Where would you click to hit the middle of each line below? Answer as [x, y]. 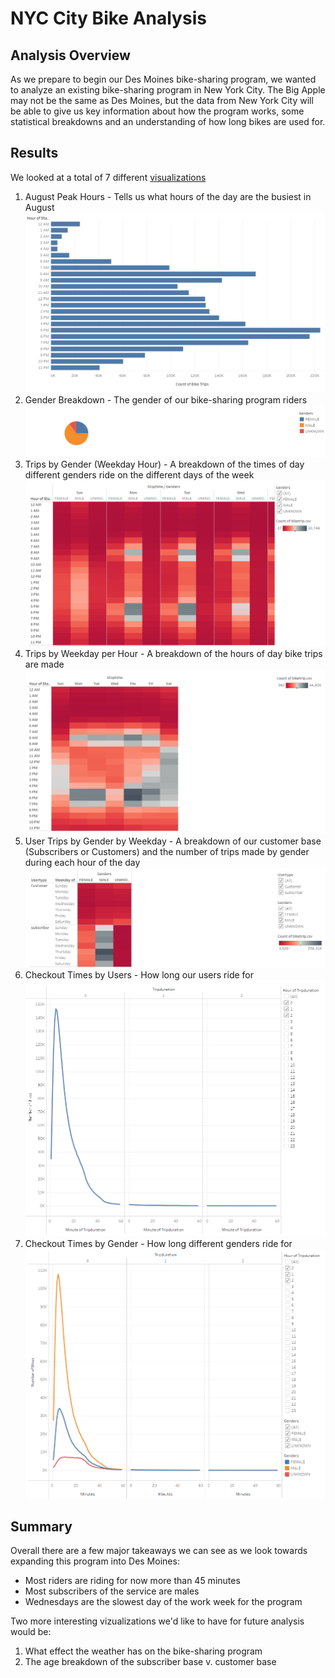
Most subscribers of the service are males [112, 1591]
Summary [41, 1526]
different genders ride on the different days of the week [139, 475]
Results [34, 153]
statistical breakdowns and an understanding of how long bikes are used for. [168, 121]
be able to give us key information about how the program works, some [157, 111]
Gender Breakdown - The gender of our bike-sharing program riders [166, 400]
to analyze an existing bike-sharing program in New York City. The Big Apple [168, 90]
